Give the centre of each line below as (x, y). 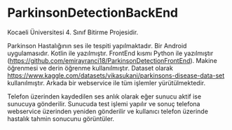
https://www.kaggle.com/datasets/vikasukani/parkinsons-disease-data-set (116, 75)
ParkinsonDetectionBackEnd (93, 13)
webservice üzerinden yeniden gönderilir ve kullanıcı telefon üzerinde (108, 111)
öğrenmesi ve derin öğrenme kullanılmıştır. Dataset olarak (90, 68)
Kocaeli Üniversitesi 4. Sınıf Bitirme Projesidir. (73, 32)
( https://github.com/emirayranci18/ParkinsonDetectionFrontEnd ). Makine (112, 60)
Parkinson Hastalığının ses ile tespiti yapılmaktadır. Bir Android (97, 45)
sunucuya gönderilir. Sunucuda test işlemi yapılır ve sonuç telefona (104, 103)
